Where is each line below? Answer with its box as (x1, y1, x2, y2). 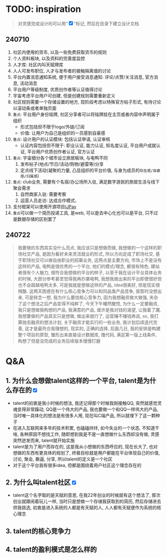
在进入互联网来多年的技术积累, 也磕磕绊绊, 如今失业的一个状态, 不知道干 (12, 425, 160, 431)
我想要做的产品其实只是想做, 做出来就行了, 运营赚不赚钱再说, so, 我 (17, 313, 155, 319)
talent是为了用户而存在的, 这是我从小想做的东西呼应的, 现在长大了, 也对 (12, 444, 158, 450)
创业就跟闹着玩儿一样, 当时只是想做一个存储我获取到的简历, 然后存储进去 (12, 498, 162, 504)
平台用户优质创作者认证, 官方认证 (27, 148, 95, 155)
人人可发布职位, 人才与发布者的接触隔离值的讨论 (12, 68, 111, 74)
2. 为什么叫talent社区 (5, 478, 71, 486)
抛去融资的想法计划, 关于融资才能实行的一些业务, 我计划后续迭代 (22, 319, 153, 325)
